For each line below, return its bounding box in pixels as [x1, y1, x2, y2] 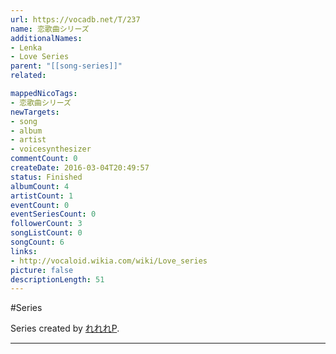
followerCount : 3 [10, 219, 83, 229]
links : [10, 246, 38, 256]
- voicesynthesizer [10, 144, 92, 155]
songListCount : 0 [10, 228, 83, 238]
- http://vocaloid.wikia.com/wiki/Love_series [10, 256, 208, 266]
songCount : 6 [10, 237, 65, 247]
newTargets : [10, 107, 60, 117]
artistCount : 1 [10, 191, 74, 201]
